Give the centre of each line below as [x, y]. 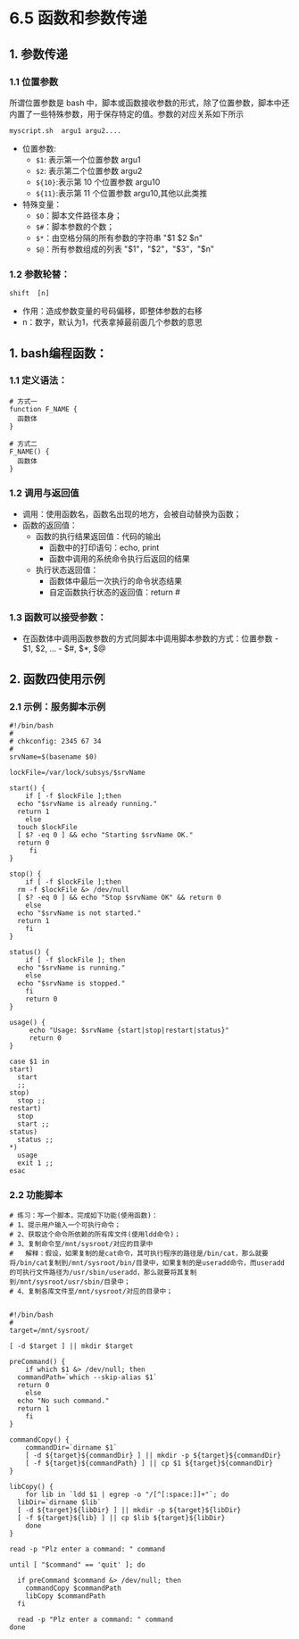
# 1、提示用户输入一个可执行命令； [65, 1225]
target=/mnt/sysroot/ [50, 1331]
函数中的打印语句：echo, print [104, 548]
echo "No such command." [63, 1401]
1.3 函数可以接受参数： [58, 618]
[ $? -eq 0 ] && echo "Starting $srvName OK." [105, 836]
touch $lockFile [47, 828]
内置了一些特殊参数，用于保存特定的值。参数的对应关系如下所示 [126, 113]
